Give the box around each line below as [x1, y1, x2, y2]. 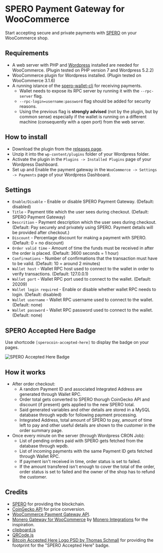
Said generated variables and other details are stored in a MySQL [19, 407, 150, 412]
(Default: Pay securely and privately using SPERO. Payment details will [12, 225, 153, 231]
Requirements [5, 49, 49, 57]
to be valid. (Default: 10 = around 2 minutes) [12, 261, 101, 267]
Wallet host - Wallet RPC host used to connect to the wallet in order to [12, 266, 154, 272]
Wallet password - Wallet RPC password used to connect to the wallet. [12, 307, 153, 313]
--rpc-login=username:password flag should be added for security [19, 98, 151, 104]
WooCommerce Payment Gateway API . [12, 511, 91, 517]
